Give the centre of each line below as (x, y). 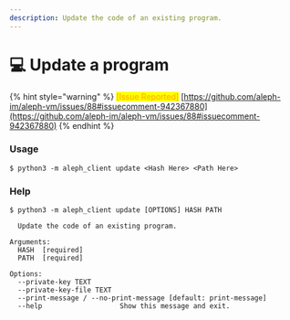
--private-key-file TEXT (65, 290)
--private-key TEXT (55, 283)
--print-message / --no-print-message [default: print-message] (142, 298)
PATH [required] (51, 258)
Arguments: (30, 242)
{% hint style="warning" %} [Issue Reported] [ (97, 96)
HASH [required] (51, 251)
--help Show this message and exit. (124, 306)
